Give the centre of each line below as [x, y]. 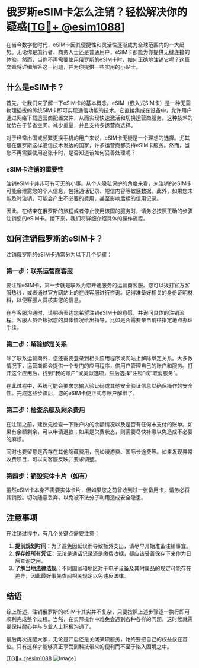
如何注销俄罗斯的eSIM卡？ [55, 239]
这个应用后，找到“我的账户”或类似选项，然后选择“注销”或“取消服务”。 [96, 373]
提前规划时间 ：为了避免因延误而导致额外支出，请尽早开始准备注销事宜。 [103, 546]
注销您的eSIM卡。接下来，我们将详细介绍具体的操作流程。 [77, 219]
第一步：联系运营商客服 [39, 271]
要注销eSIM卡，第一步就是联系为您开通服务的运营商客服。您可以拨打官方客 [98, 285]
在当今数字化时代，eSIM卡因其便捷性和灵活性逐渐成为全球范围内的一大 [93, 45]
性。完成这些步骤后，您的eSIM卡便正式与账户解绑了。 [72, 393]
